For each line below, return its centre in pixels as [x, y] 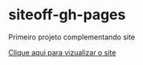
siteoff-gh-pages [67, 15]
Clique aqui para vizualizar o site [62, 52]
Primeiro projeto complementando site [71, 37]
